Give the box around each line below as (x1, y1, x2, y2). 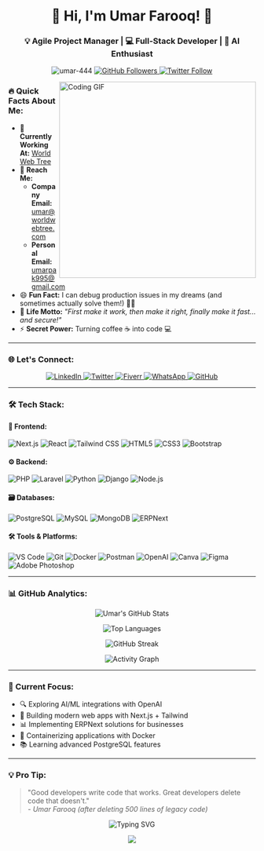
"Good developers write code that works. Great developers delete (27, 787, 241, 797)
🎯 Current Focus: (8, 681, 75, 692)
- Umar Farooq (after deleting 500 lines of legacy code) (27, 804, 208, 813)
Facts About (8, 96, 57, 107)
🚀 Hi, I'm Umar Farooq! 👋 (51, 7, 213, 25)
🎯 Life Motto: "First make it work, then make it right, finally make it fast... (19, 306, 256, 316)
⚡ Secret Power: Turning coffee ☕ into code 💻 (19, 323, 172, 333)
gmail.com (31, 282, 65, 291)
